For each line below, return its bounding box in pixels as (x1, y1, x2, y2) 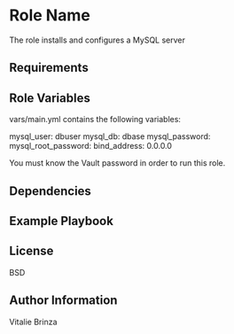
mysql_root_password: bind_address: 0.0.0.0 (9, 141, 173, 151)
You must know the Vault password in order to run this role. (9, 158, 226, 168)
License (9, 244, 54, 259)
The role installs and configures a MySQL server (9, 35, 186, 45)
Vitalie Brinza (9, 316, 58, 327)
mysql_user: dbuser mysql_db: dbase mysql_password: (9, 131, 211, 142)
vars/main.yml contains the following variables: (9, 114, 182, 125)
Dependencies (9, 183, 91, 198)
